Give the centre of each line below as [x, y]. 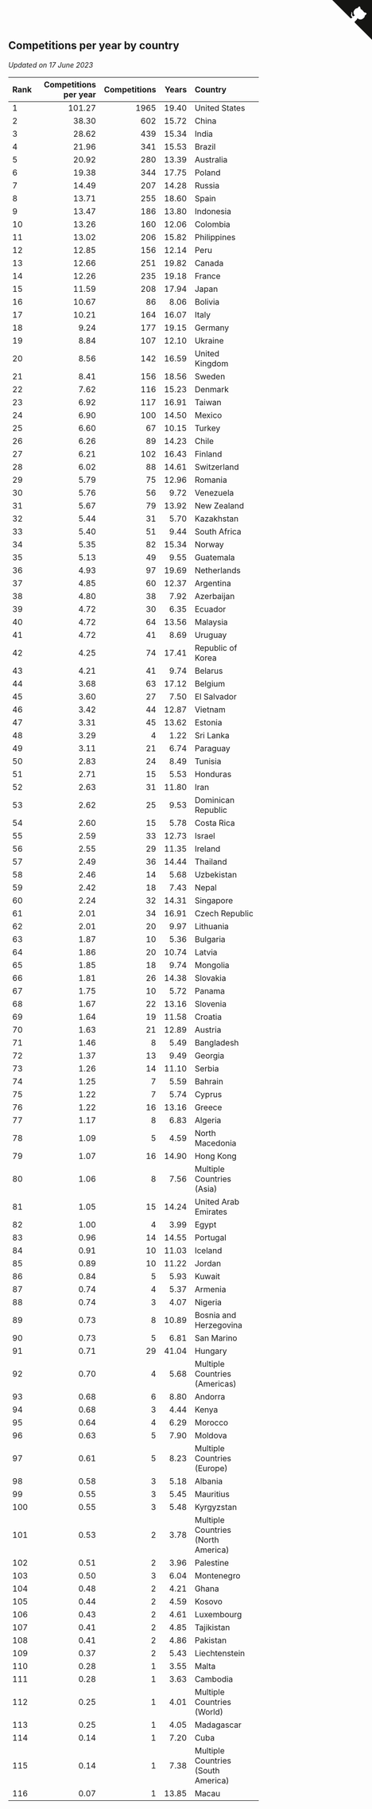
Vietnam [210, 710]
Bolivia [207, 301]
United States [220, 107]
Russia [207, 185]
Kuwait [207, 1276]
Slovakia [210, 978]
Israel [205, 835]
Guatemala [215, 557]
